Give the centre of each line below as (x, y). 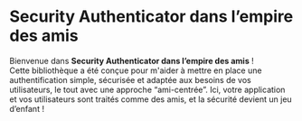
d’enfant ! (27, 108)
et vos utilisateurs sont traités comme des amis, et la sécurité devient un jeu (151, 99)
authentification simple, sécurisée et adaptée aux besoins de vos (130, 79)
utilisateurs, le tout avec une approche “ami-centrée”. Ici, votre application (147, 89)
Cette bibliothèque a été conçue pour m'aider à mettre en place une (136, 70)
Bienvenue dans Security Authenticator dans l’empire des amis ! (132, 60)
